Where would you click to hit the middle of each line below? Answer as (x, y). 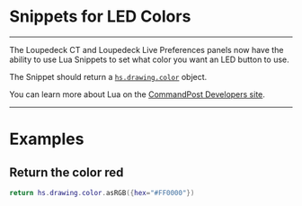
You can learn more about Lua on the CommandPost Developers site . (137, 94)
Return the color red (67, 172)
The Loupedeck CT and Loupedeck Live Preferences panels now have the (147, 49)
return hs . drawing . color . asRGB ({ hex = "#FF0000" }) (102, 193)
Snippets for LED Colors (100, 17)
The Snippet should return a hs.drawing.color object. (108, 76)
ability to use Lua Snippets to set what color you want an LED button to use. (149, 59)
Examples (47, 139)
